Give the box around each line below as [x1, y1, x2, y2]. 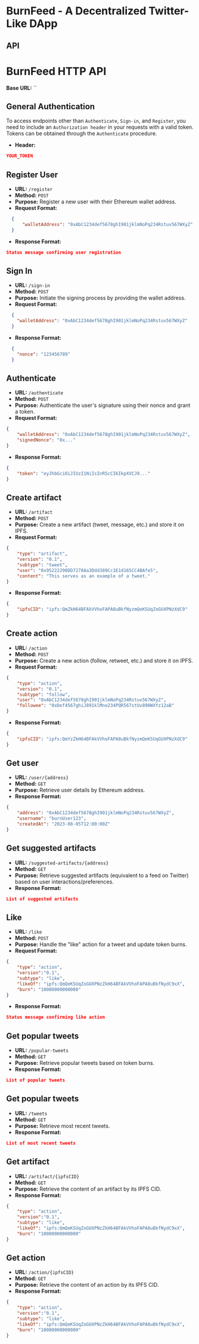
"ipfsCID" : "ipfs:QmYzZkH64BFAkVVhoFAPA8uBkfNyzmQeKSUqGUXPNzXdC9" [17, 736, 188, 742]
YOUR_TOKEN [6, 153, 33, 159]
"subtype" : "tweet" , [17, 562, 68, 568]
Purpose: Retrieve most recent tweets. [14, 1122, 110, 1129]
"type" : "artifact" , [17, 551, 68, 557]
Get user [6, 758, 39, 768]
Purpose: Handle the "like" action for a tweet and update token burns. [14, 941, 187, 948]
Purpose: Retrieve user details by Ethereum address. [14, 786, 145, 794]
